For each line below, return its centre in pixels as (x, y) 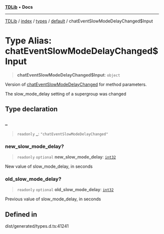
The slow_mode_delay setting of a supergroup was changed (66, 94)
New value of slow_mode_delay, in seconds (49, 166)
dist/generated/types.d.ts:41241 (37, 226)
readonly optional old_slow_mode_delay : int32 (65, 190)
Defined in (21, 214)
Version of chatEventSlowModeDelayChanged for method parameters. (76, 84)
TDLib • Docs (19, 7)
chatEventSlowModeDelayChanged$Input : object (69, 75)
